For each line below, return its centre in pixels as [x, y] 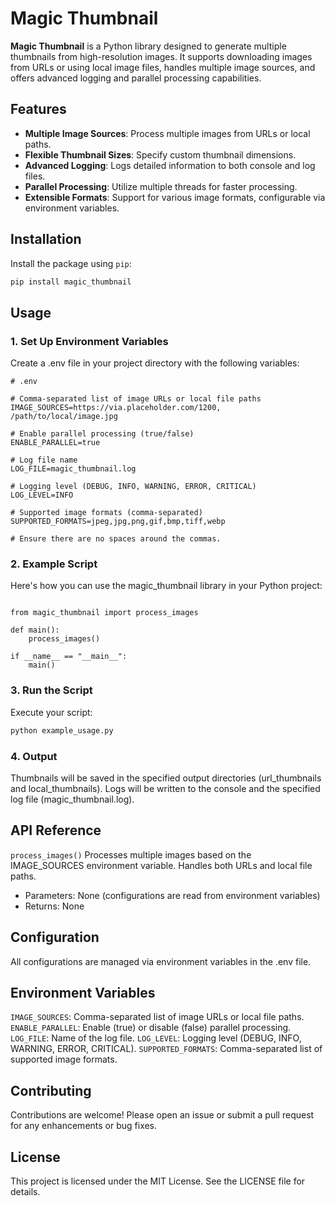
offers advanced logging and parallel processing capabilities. [136, 78]
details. [25, 1191]
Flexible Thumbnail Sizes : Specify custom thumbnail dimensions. [160, 154]
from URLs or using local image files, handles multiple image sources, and [163, 67]
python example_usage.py [62, 730]
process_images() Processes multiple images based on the [131, 854]
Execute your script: [51, 712]
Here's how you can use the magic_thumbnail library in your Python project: [166, 586]
